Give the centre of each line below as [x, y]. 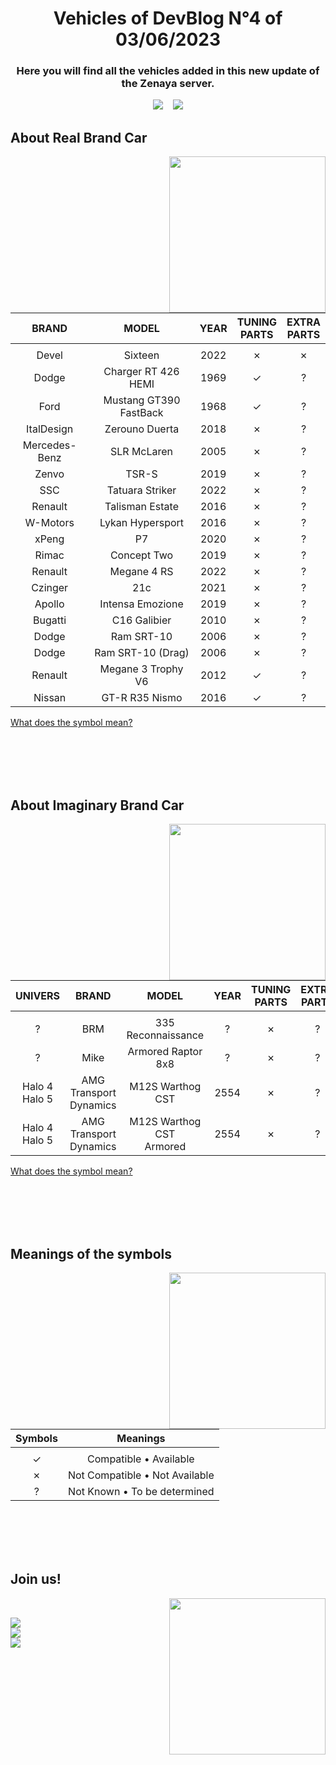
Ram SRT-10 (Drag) [142, 653]
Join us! [36, 1579]
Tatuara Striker [141, 490]
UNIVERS [38, 996]
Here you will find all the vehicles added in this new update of [168, 71]
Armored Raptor [165, 1052]
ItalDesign [50, 429]
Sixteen [141, 355]
